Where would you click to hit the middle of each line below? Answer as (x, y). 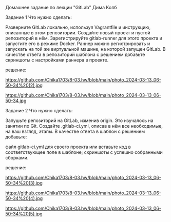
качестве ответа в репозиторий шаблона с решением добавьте (75, 54)
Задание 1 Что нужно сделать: (39, 17)
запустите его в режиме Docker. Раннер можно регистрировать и (78, 44)
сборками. (17, 158)
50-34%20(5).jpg (24, 214)
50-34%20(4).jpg (24, 198)
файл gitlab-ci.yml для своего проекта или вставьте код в (68, 147)
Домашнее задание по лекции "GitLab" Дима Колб (61, 7)
